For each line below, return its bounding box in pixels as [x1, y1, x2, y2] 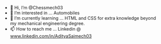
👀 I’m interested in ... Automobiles [10, 10, 80, 16]
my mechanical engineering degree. [10, 20, 85, 26]
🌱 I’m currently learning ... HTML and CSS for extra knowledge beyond [10, 15, 156, 21]
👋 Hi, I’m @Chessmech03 [10, 5, 63, 10]
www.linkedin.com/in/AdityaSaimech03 [10, 33, 92, 39]
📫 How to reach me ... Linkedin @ [10, 26, 82, 32]
